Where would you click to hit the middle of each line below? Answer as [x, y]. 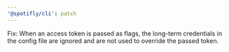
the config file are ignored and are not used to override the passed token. [113, 41]
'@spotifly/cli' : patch [42, 14]
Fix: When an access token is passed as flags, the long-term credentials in [115, 33]
